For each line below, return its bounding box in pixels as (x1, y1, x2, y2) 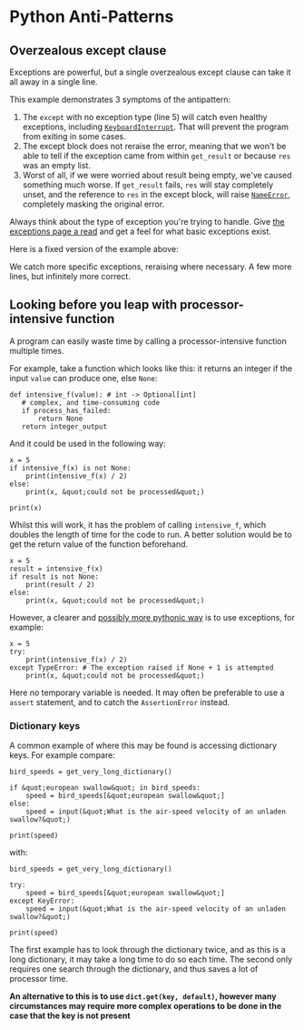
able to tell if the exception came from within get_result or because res (22, 150, 291, 161)
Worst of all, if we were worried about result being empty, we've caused (22, 170, 292, 180)
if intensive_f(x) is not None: (9, 463, 132, 472)
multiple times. (9, 345, 64, 356)
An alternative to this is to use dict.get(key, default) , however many (9, 991, 277, 1002)
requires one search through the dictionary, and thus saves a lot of (9, 964, 259, 974)
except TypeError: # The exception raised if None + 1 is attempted (9, 662, 274, 672)
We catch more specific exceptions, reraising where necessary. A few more (9, 261, 292, 272)
